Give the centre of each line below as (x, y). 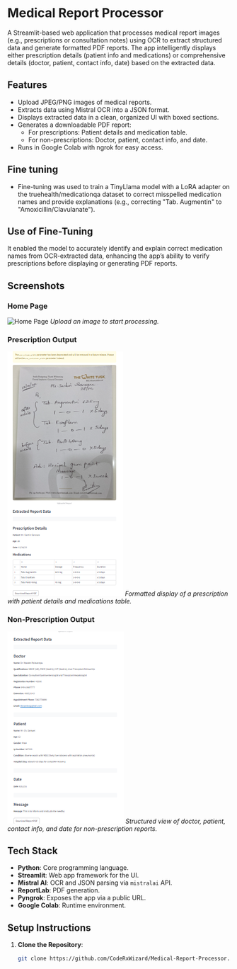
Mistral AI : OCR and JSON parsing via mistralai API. (95, 883)
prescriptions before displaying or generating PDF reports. (93, 263)
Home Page (28, 306)
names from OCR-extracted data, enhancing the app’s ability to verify (109, 256)
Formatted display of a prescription (177, 594)
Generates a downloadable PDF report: (74, 125)
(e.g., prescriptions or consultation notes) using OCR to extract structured (115, 40)
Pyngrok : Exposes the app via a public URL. (82, 898)
